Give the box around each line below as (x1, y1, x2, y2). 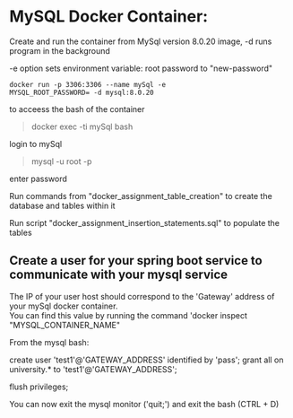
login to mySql (9, 138, 63, 149)
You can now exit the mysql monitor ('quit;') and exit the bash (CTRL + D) (9, 398, 280, 409)
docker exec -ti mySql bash (30, 121, 134, 132)
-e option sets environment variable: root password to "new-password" (9, 63, 273, 74)
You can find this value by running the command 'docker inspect (9, 309, 248, 320)
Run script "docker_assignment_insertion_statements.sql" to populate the (9, 217, 280, 228)
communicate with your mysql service (9, 267, 228, 283)
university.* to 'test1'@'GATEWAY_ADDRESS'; (9, 363, 177, 374)
